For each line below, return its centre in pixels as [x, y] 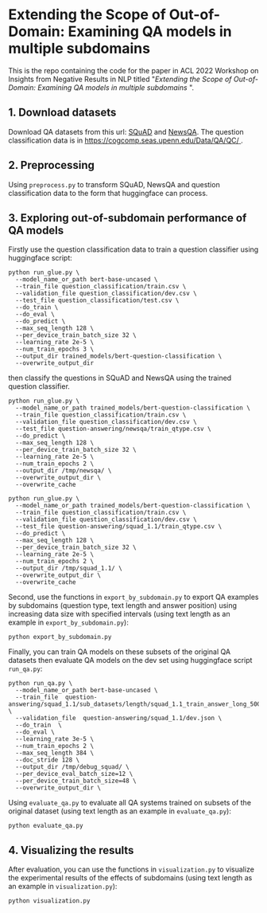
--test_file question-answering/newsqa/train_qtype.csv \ [114, 429]
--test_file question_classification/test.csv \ [97, 300]
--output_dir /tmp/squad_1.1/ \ [69, 568]
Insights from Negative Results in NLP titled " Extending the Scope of [120, 79]
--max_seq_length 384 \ [54, 753]
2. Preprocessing [52, 165]
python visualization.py [49, 901]
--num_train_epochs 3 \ [54, 349]
